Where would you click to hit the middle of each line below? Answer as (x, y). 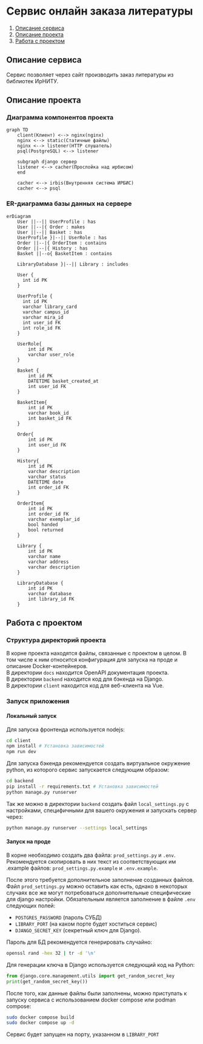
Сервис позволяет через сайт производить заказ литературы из (90, 75)
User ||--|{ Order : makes (51, 227)
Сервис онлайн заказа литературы (100, 11)
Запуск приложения (38, 701)
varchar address (48, 562)
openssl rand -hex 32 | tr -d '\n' (51, 953)
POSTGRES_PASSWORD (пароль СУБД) (58, 917)
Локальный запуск (32, 715)
